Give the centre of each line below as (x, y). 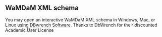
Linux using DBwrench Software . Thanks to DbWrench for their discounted (81, 25)
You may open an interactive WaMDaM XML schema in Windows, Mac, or (80, 19)
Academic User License (29, 30)
